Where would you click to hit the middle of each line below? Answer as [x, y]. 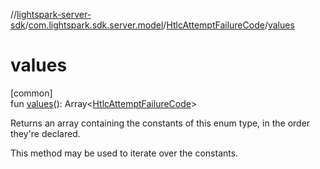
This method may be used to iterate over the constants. [124, 153]
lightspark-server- [54, 14]
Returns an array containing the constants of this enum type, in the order [160, 123]
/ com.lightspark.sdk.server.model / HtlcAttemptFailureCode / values [159, 25]
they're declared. [45, 133]
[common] [31, 93]
